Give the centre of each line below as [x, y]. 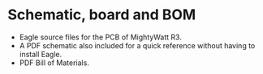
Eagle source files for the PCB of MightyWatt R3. [100, 37]
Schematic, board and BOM [102, 15]
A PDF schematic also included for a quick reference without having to [137, 45]
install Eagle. [41, 54]
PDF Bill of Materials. [54, 63]
